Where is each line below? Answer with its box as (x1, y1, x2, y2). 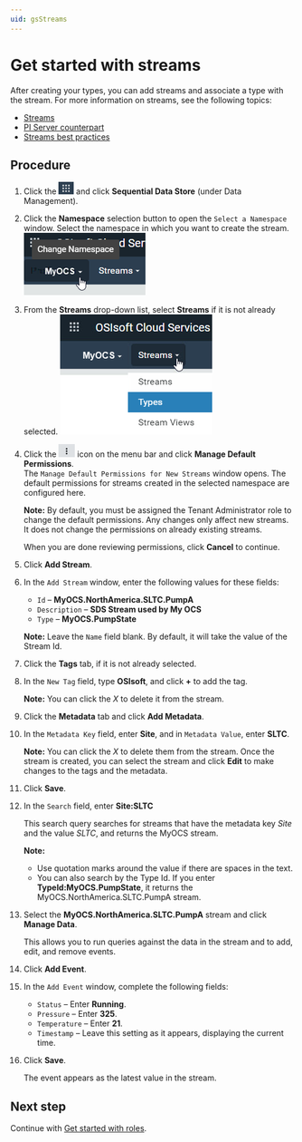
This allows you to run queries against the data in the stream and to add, (23, 936, 293, 947)
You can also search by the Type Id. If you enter (36, 873, 216, 884)
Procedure (10, 157, 71, 172)
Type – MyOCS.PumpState (36, 614, 137, 624)
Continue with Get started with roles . (10, 1123, 147, 1134)
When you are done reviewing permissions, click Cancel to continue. (23, 542, 280, 553)
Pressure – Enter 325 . (36, 1009, 118, 1020)
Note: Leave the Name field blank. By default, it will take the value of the (23, 631, 288, 643)
